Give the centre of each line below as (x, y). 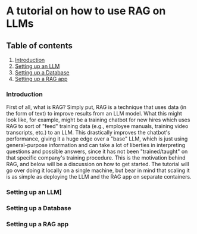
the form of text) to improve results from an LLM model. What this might (94, 114)
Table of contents (39, 46)
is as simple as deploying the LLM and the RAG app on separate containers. (99, 177)
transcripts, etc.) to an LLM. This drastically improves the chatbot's (88, 133)
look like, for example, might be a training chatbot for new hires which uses (98, 120)
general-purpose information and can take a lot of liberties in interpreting (96, 145)
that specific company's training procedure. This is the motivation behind (96, 158)
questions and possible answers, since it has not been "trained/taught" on (97, 152)
